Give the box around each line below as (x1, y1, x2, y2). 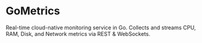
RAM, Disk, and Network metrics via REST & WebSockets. (5, 30, 150, 37)
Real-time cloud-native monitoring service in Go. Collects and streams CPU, (5, 24, 196, 31)
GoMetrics (5, 4, 60, 18)
